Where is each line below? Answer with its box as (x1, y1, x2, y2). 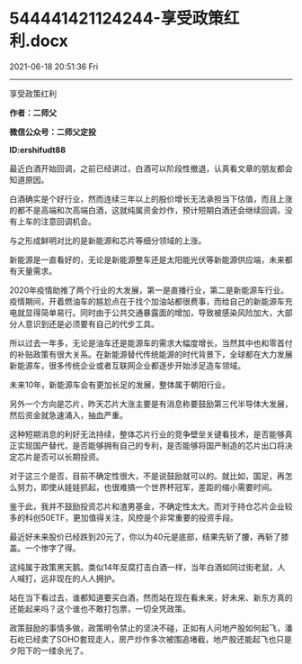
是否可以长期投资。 (32, 451, 104, 462)
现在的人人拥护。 (56, 573, 120, 584)
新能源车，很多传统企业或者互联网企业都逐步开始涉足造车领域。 (9, 359, 245, 370)
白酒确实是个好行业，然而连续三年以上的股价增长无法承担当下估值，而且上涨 (9, 193, 293, 204)
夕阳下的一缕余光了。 (9, 645, 88, 656)
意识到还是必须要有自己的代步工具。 (24, 318, 159, 329)
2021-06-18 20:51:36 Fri (9, 60, 99, 72)
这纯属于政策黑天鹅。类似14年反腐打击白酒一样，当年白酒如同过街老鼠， (9, 561, 278, 572)
